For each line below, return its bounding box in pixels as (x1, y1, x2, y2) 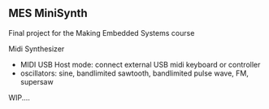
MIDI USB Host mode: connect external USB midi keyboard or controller (20, 59, 261, 69)
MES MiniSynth (8, 7, 88, 20)
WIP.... (8, 93, 31, 102)
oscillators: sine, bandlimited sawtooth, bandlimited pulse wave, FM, (20, 68, 249, 78)
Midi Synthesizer (8, 44, 65, 54)
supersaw (20, 76, 54, 86)
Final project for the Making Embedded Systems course (8, 28, 195, 37)
